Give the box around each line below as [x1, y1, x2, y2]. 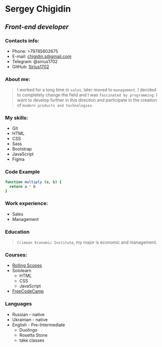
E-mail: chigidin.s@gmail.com [12, 53, 72, 59]
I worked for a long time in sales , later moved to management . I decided [16, 87, 157, 93]
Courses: [5, 251, 28, 258]
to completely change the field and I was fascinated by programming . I [16, 92, 158, 98]
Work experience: [5, 200, 49, 207]
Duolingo [19, 327, 38, 333]
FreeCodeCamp [12, 288, 44, 294]
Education [5, 228, 30, 235]
